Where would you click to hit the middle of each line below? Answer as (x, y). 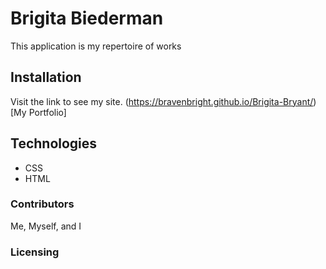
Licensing (35, 252)
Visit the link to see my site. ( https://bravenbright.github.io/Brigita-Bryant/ (162, 101)
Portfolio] (47, 112)
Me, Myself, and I (46, 226)
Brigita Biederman (87, 18)
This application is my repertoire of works (96, 46)
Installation (46, 77)
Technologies (54, 143)
